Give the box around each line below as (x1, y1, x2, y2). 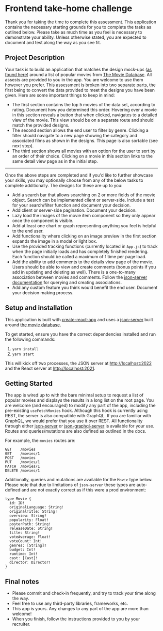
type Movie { (5, 496, 32, 502)
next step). (12, 142, 34, 148)
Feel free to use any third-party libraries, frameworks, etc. (12, 600, 128, 606)
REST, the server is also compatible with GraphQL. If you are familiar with (5, 413, 151, 419)
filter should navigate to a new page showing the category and (12, 132, 137, 138)
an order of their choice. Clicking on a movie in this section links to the (12, 153, 153, 159)
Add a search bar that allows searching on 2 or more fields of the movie (12, 192, 156, 198)
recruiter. (12, 621, 31, 627)
